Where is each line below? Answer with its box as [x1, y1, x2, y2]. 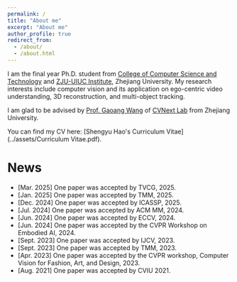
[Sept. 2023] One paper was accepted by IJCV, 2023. [17, 236, 175, 244]
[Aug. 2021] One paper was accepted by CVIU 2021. [17, 266, 171, 274]
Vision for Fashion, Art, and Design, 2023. [17, 259, 140, 267]
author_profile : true [7, 30, 72, 38]
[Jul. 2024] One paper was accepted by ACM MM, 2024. [17, 205, 184, 214]
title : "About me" [7, 17, 62, 24]
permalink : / [7, 10, 46, 18]
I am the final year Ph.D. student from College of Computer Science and [7, 69, 217, 78]
